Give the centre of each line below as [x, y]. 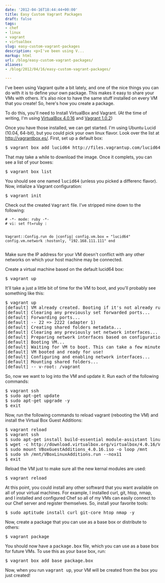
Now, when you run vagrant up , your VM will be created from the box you [81, 570]
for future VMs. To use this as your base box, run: [55, 551]
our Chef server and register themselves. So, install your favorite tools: [77, 503]
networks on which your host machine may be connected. [64, 260]
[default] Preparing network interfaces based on [66, 337]
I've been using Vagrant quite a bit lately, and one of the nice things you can [82, 88]
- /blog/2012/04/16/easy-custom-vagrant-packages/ [58, 70]
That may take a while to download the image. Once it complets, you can [79, 157]
